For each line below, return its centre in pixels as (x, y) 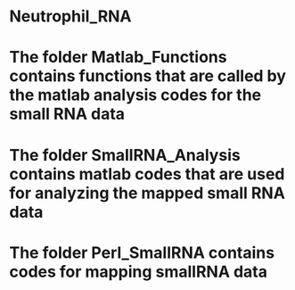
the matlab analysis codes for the (135, 95)
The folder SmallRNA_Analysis (125, 155)
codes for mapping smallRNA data (138, 272)
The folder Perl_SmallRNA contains (142, 253)
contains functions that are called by (148, 76)
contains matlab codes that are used (147, 174)
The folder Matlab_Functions (118, 58)
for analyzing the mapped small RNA (147, 193)
